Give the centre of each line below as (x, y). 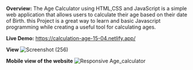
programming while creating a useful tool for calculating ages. (81, 27)
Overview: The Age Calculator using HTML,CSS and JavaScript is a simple (97, 8)
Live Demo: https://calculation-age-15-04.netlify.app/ (71, 38)
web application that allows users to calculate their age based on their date (97, 15)
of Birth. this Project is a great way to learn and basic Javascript (83, 21)
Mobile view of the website (40, 61)
